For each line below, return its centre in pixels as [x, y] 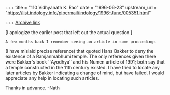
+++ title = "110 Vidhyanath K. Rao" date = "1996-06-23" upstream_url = [81, 7]
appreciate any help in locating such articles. [52, 78]
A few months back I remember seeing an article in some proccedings [81, 42]
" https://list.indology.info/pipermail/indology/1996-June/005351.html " [78, 13]
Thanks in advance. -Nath [33, 88]
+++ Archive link [23, 23]
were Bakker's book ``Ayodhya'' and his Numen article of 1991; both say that [85, 62]
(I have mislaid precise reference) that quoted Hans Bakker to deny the [79, 51]
